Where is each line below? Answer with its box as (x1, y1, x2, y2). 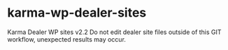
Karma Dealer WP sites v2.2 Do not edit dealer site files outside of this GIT (7, 28, 222, 36)
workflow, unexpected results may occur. (7, 35, 126, 43)
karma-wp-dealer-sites (7, 5, 147, 21)
